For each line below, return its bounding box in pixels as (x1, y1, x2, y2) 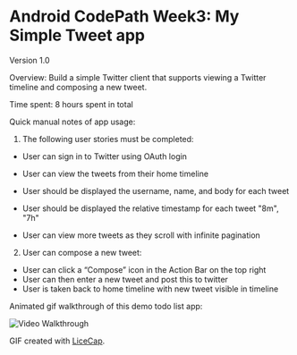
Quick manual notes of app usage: (9, 116, 136, 127)
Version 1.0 (9, 55, 50, 65)
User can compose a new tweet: (21, 247, 142, 258)
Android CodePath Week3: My (9, 6, 240, 27)
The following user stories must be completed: (21, 133, 194, 144)
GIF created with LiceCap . (9, 335, 106, 346)
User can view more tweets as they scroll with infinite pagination (21, 230, 261, 241)
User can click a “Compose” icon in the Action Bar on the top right (21, 264, 267, 275)
